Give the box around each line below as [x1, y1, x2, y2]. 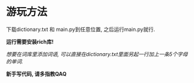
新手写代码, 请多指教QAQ [6, 70, 67, 77]
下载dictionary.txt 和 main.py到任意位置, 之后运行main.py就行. [6, 26, 155, 33]
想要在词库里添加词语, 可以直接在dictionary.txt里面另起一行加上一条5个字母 [6, 50, 188, 57]
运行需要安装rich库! [6, 38, 54, 45]
